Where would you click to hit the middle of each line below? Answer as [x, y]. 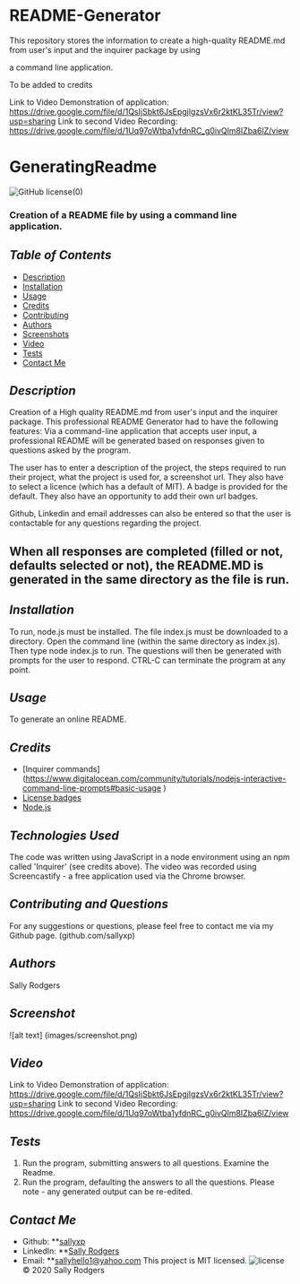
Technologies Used [64, 835]
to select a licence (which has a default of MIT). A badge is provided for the [149, 487]
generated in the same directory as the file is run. [150, 579]
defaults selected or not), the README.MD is [137, 565]
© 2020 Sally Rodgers [63, 1270]
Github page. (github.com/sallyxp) [73, 935]
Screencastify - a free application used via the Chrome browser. [128, 876]
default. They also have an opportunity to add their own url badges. [133, 496]
